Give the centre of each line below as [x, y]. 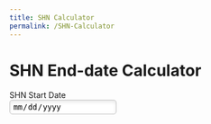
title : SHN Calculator [52, 18]
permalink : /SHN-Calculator [62, 26]
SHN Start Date [37, 95]
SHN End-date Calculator [105, 71]
